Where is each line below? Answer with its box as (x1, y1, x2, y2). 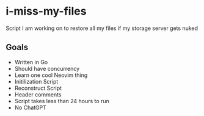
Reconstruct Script (14, 84, 62, 92)
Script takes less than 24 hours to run (14, 97, 109, 104)
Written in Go (14, 58, 48, 65)
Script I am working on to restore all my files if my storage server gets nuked (5, 24, 199, 32)
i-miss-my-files (5, 4, 87, 18)
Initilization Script (14, 78, 59, 85)
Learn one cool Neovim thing (14, 71, 88, 79)
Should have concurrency (14, 65, 80, 72)
